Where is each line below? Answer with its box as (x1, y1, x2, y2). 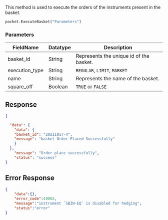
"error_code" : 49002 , (14, 196, 57, 201)
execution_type (7, 67, 44, 74)
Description (103, 44, 132, 51)
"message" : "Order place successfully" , (14, 150, 99, 156)
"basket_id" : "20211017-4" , (14, 132, 72, 137)
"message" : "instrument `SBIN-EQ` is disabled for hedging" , (14, 201, 142, 206)
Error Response (5, 174, 55, 182)
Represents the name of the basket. (75, 75, 159, 82)
